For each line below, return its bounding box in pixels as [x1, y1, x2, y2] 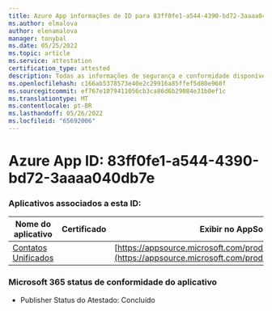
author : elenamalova [8, 27, 79, 35]
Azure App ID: [8, 152, 104, 170]
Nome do [15, 219, 51, 230]
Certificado [62, 224, 107, 235]
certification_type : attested [8, 65, 111, 73]
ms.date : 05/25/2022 [8, 42, 79, 50]
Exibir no [199, 224, 235, 235]
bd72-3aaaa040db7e [8, 169, 155, 187]
